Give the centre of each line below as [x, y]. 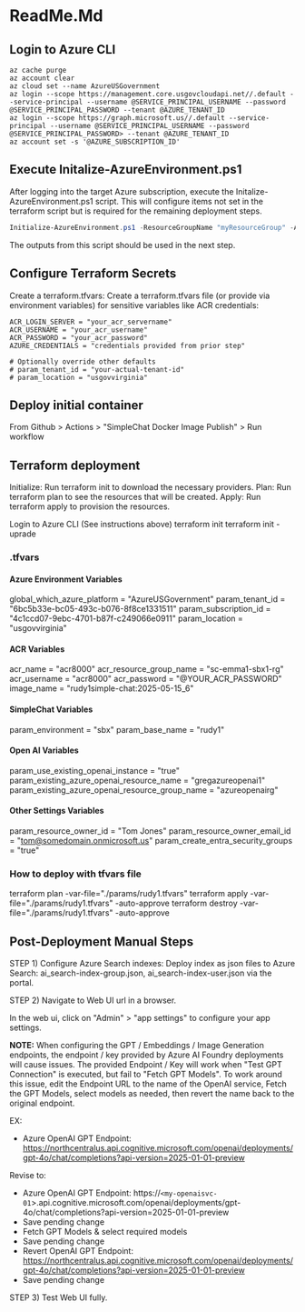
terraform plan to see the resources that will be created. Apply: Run [135, 497]
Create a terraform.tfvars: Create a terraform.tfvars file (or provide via [140, 295]
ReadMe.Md [56, 16]
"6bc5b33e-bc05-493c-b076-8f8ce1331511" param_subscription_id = [140, 609]
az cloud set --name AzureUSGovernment [85, 86]
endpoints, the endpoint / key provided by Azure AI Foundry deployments [147, 1055]
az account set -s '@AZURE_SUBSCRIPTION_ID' [95, 142]
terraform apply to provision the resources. [90, 506]
